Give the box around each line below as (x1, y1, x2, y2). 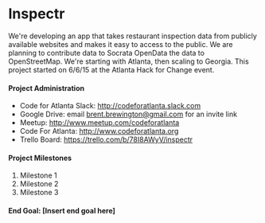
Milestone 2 (19, 179, 59, 189)
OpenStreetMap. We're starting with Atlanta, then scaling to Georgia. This (8, 57, 249, 66)
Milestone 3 (19, 188, 59, 198)
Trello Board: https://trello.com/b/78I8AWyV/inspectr (19, 135, 193, 144)
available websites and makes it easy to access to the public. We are (8, 39, 233, 49)
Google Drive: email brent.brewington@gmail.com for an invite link (19, 109, 237, 119)
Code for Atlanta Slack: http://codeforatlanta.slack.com (19, 101, 201, 111)
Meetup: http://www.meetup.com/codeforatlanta (19, 118, 180, 127)
